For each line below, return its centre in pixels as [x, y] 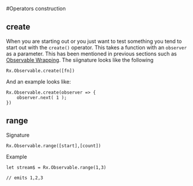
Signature [18, 135]
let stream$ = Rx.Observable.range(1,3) [56, 167]
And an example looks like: [39, 81]
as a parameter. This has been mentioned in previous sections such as [91, 54]
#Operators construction [36, 9]
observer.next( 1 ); [42, 97]
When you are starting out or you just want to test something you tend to [94, 41]
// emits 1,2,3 [25, 178]
